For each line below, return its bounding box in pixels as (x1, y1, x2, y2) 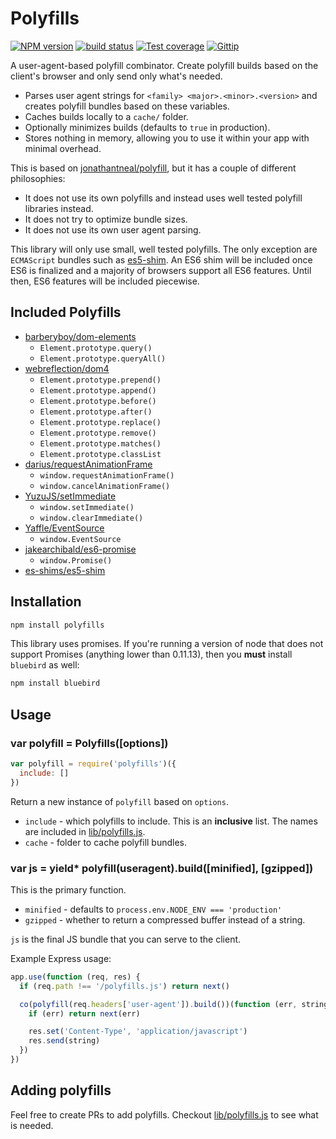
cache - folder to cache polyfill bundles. (24, 836, 188, 848)
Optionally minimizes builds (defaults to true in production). (24, 121, 271, 133)
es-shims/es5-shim (24, 564, 106, 576)
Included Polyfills (10, 304, 122, 321)
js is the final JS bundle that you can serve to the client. (10, 933, 242, 945)
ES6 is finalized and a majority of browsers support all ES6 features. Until (10, 264, 312, 276)
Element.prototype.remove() (39, 428, 157, 438)
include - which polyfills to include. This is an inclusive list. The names (24, 815, 318, 827)
